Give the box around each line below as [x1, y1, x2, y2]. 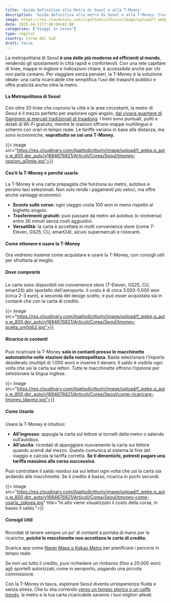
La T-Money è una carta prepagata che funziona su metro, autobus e [5, 181, 150, 187]
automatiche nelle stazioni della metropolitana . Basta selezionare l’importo [5, 354, 165, 360]
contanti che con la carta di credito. [5, 298, 80, 304]
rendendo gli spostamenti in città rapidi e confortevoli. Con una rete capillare [5, 60, 166, 66]
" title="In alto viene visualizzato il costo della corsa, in [43, 499, 158, 506]
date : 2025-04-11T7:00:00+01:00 [5, 21, 74, 27]
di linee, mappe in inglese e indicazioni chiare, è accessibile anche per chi [5, 65, 160, 71]
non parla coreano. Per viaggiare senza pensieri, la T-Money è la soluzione [5, 71, 162, 77]
